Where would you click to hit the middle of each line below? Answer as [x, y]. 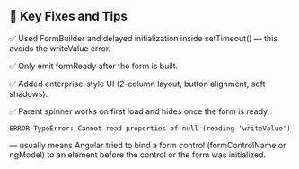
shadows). [29, 93]
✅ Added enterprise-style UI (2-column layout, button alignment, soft [137, 84]
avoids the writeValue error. [60, 48]
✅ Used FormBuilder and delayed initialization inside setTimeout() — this [144, 38]
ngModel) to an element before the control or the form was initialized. [138, 155]
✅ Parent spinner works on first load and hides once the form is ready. [140, 111]
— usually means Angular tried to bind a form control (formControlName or [148, 145]
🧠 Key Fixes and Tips [68, 17]
